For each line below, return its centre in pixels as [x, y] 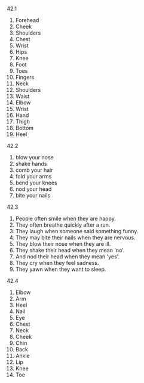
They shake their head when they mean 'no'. [70, 250]
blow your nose [34, 157]
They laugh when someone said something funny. [77, 231]
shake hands [31, 164]
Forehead [27, 20]
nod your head [33, 189]
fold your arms [33, 176]
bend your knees [36, 183]
